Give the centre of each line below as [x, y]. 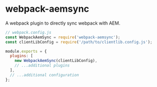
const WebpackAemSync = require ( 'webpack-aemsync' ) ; [63, 37]
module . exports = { [26, 51]
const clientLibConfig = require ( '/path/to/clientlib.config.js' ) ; [79, 42]
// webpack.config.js [28, 32]
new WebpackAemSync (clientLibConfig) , [56, 61]
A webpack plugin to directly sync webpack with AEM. [63, 23]
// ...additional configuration [45, 75]
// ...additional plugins [42, 66]
